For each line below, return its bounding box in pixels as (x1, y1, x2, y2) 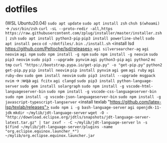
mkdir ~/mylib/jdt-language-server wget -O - (13, 110, 109, 115)
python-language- (117, 78, 153, 83)
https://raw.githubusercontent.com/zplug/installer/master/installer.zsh (5, 30, 162, 35)
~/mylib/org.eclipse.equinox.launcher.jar (5, 133, 95, 138)
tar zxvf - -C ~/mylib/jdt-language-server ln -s (43, 120, 147, 125)
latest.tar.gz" (5, 120, 37, 125)
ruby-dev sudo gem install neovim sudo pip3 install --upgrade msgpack (5, 73, 156, 78)
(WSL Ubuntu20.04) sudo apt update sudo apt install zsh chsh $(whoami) (5, 20, 160, 26)
